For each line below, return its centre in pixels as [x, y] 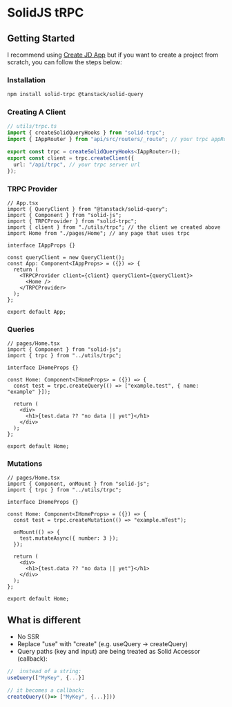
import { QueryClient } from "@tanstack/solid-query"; [88, 209]
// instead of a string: [44, 672]
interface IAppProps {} [41, 245]
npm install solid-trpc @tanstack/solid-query [75, 95]
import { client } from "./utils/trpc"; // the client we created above [114, 227]
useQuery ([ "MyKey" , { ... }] [46, 678]
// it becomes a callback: [46, 690]
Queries [21, 329]
